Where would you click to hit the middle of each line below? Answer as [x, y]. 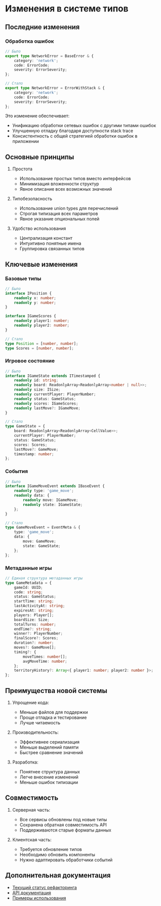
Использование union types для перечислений [69, 209]
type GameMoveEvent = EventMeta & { [43, 527]
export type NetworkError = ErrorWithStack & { [55, 88]
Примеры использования [39, 898]
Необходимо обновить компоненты [57, 854]
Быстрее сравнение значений [51, 752]
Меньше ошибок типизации [49, 782]
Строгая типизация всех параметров [59, 213]
